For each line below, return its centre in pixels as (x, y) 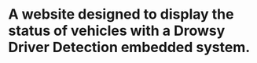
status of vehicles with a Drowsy (117, 31)
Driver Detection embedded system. (129, 47)
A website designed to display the (121, 14)
